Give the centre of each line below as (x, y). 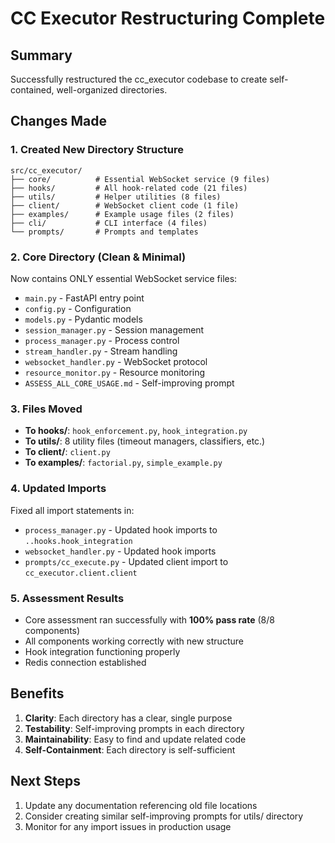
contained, (32, 90)
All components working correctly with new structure (134, 641)
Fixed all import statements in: (72, 510)
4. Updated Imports (58, 489)
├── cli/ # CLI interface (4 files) (109, 223)
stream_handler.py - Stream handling (101, 351)
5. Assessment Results (67, 598)
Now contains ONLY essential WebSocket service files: (124, 278)
